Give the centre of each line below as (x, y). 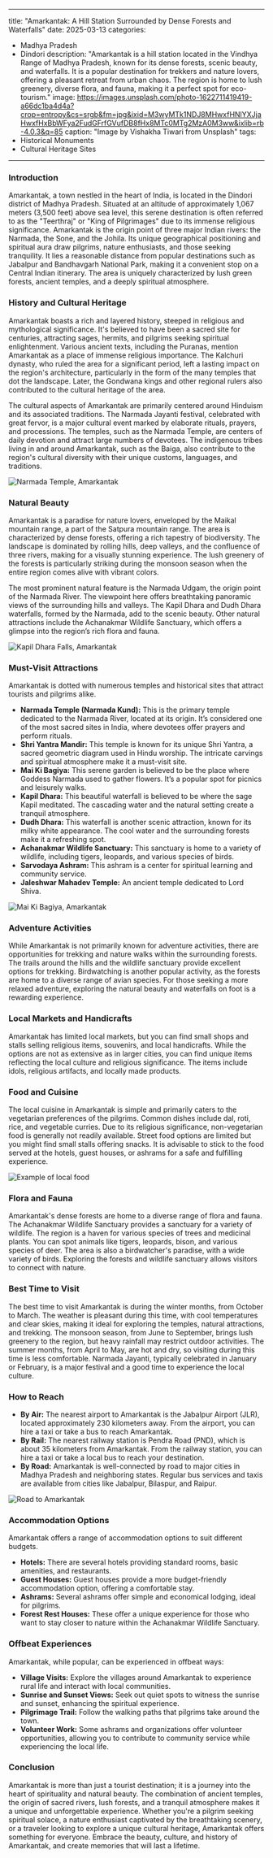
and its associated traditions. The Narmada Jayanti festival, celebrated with (134, 414)
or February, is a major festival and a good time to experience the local (127, 1367)
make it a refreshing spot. (63, 840)
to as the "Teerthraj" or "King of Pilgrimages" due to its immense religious (132, 221)
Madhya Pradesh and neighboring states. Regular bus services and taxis (141, 1474)
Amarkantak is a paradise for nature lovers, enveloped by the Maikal (123, 520)
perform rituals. (46, 736)
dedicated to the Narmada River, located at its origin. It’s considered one (141, 718)
